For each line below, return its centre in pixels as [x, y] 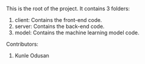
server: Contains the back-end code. [59, 26]
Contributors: [22, 44]
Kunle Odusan [32, 55]
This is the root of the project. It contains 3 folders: [68, 9]
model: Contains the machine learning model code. [77, 33]
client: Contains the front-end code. [58, 20]
